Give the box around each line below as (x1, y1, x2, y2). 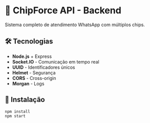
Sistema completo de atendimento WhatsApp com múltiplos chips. (5, 22, 145, 28)
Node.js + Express (12, 53, 52, 59)
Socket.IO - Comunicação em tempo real (12, 58, 99, 65)
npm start (5, 114, 26, 119)
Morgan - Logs (12, 80, 45, 87)
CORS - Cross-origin (12, 75, 56, 81)
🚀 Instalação (5, 95, 45, 104)
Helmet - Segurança (12, 69, 56, 76)
